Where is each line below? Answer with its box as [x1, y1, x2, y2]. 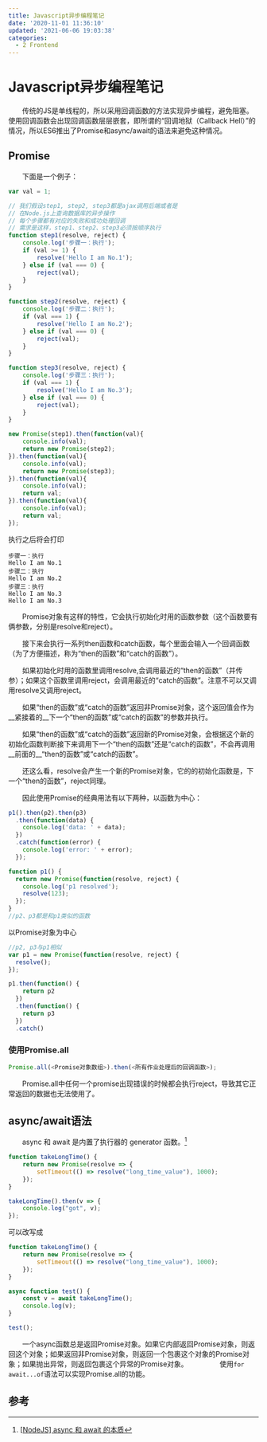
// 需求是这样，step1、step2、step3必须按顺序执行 [8, 224, 161, 232]
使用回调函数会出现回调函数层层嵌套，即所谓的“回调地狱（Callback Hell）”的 [8, 116, 256, 126]
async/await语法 [8, 1115, 92, 1128]
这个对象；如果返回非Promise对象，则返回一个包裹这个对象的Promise [14, 1349, 243, 1358]
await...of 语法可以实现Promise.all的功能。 [8, 1369, 149, 1378]
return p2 [22, 987, 56, 996]
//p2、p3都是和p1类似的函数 [8, 912, 91, 920]
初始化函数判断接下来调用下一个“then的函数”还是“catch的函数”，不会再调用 [8, 739, 256, 749]
